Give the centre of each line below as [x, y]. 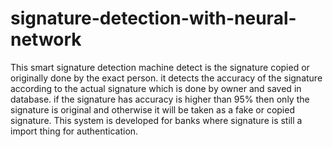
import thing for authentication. [74, 131]
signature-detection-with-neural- [153, 18]
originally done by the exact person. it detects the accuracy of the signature [166, 78]
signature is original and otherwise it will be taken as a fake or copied [152, 109]
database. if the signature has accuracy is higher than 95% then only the [160, 99]
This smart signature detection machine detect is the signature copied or [160, 67]
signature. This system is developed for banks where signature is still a [156, 120]
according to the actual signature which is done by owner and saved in [156, 88]
